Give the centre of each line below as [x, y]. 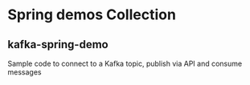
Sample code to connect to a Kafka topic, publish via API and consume [125, 63]
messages [25, 72]
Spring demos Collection [92, 15]
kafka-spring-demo [58, 45]
